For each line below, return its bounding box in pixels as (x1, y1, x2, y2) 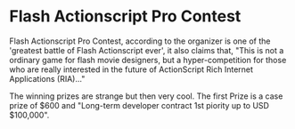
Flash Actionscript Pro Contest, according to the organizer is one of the (9, 36, 271, 46)
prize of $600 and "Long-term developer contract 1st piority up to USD (9, 100, 270, 110)
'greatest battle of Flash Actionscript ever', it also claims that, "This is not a (9, 44, 284, 55)
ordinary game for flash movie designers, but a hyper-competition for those (9, 54, 287, 65)
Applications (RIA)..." (9, 73, 86, 84)
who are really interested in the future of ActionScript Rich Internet (9, 64, 254, 75)
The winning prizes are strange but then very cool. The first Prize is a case (9, 91, 283, 101)
